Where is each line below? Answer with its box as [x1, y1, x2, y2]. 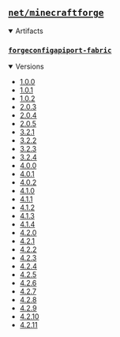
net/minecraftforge [8, 7, 104, 19]
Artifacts [15, 26, 43, 36]
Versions [15, 62, 45, 71]
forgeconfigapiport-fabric [8, 46, 112, 54]
